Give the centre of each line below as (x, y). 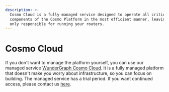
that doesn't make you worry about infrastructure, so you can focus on (78, 73)
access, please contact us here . (38, 84)
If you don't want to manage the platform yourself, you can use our (74, 63)
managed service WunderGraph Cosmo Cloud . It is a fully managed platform (84, 68)
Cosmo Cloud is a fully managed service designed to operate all (80, 15)
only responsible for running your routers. (57, 24)
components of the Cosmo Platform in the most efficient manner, (80, 19)
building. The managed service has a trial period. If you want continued (79, 79)
